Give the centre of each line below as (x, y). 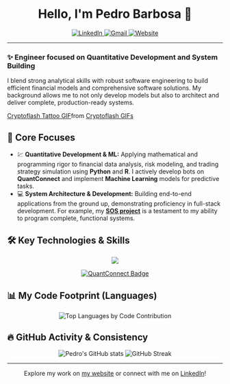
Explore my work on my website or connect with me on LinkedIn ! (115, 374)
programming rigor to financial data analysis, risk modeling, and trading (118, 165)
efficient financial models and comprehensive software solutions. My (104, 88)
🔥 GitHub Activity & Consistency (78, 338)
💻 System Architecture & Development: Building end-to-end (104, 194)
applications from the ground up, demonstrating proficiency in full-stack (119, 204)
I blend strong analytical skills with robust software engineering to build (108, 81)
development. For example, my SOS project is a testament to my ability (117, 211)
